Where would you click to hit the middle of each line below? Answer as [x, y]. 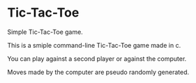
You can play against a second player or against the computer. [97, 58]
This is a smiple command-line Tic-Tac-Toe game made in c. [94, 45]
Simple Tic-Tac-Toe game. [45, 32]
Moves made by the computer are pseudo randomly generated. [98, 72]
